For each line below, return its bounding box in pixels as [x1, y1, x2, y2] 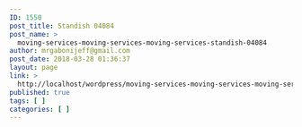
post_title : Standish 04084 [9, 21, 115, 30]
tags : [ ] [9, 96, 47, 106]
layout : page [9, 63, 58, 72]
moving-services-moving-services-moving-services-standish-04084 [17, 38, 268, 47]
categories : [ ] [9, 105, 70, 114]
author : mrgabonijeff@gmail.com [9, 47, 130, 55]
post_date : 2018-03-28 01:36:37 [9, 55, 130, 63]
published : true [9, 88, 70, 97]
